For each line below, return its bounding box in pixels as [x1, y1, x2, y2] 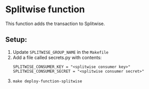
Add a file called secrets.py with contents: [12, 54, 102, 60]
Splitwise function [5, 4, 85, 15]
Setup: [5, 35, 27, 44]
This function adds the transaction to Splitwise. [5, 20, 105, 27]
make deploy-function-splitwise [12, 78, 82, 84]
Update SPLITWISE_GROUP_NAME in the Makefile [12, 49, 109, 55]
